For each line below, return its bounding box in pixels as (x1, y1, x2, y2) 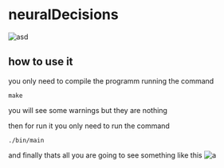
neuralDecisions (8, 6, 119, 24)
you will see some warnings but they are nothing (8, 105, 167, 115)
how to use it (8, 55, 73, 68)
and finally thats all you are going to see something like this (8, 150, 203, 160)
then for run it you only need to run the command (8, 121, 170, 131)
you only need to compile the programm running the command (8, 76, 214, 85)
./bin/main (8, 136, 45, 144)
